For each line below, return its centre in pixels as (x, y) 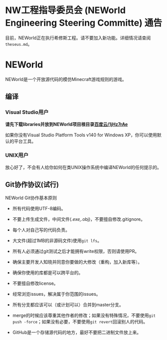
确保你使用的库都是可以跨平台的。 (48, 273)
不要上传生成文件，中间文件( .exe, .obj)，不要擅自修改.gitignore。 (79, 219)
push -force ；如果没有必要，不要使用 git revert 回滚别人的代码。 (80, 321)
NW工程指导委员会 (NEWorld (65, 10)
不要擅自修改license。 (35, 283)
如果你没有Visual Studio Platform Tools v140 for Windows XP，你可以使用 (81, 135)
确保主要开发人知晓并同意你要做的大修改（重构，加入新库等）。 (77, 262)
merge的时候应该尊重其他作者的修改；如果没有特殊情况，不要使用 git (84, 315)
